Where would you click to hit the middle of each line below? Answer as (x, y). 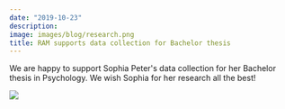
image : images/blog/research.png (72, 34)
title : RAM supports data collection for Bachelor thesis (120, 43)
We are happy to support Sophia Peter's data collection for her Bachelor (143, 68)
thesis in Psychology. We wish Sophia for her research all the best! (133, 78)
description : (34, 26)
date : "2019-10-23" (46, 18)
